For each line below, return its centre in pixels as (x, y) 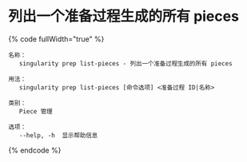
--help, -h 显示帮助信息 (58, 135)
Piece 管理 (36, 111)
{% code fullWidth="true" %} (56, 39)
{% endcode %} (35, 150)
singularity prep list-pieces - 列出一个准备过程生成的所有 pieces (126, 63)
